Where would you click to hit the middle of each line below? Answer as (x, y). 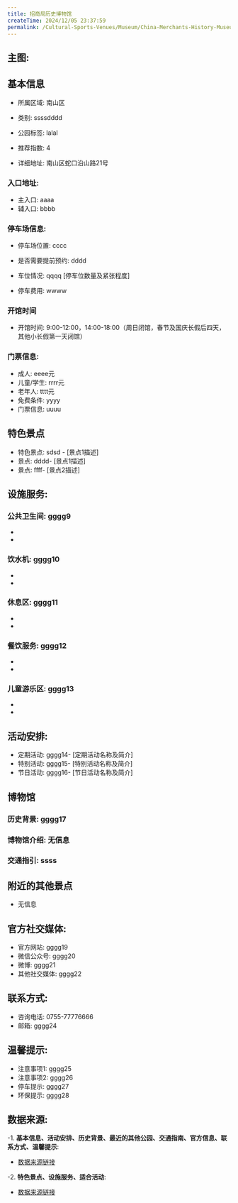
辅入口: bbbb (36, 208)
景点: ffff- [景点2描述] (49, 470)
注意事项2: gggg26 (45, 1077)
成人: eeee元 (36, 373)
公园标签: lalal (38, 133)
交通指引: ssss (32, 861)
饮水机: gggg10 (34, 559)
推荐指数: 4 (34, 148)
